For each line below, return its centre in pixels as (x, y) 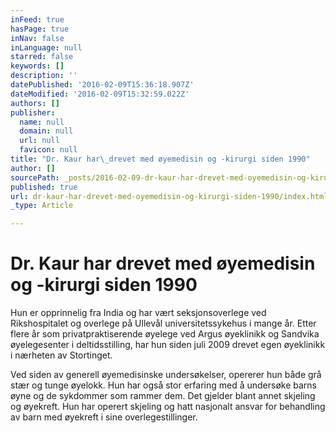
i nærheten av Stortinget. (61, 355)
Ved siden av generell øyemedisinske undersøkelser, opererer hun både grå (166, 375)
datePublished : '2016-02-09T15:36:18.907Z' (102, 85)
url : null (39, 141)
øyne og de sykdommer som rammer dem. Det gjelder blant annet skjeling (163, 396)
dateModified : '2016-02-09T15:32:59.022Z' (100, 94)
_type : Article (42, 206)
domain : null (46, 131)
